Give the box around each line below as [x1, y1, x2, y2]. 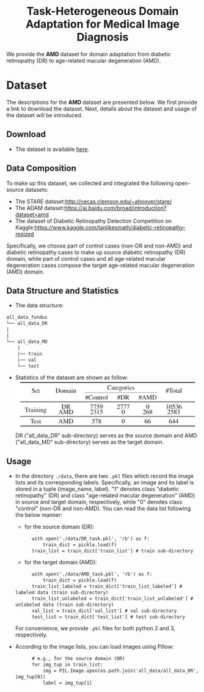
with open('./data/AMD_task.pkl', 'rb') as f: [31, 571, 153, 578]
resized [15, 230, 35, 238]
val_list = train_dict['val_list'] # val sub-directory [31, 608, 177, 614]
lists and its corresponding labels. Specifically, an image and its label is [15, 479, 194, 486]
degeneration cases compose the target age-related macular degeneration [6, 261, 195, 269]
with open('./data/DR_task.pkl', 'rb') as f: [31, 536, 150, 542]
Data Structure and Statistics [6, 285, 119, 296]
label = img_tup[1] [42, 680, 93, 687]
